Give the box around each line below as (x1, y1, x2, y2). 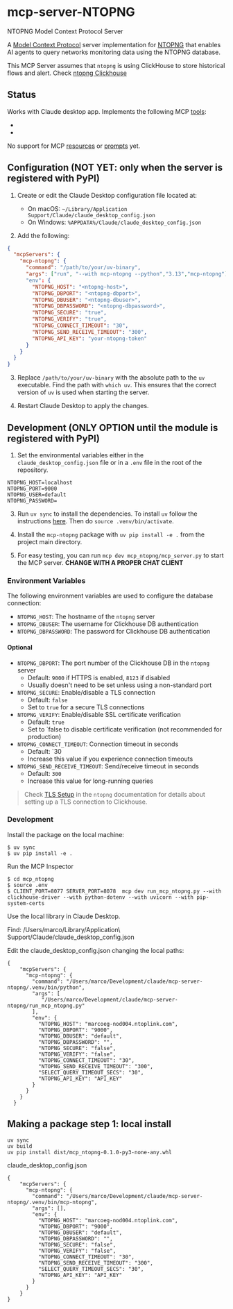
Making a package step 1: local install (7, 1118, 172, 1130)
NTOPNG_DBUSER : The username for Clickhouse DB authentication (17, 620, 199, 628)
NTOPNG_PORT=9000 (7, 485, 58, 492)
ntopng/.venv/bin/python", (7, 983, 85, 991)
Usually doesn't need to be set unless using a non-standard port (27, 681, 212, 689)
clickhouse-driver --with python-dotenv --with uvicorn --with (7, 893, 194, 901)
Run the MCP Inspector (7, 862, 74, 870)
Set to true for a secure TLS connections (27, 702, 145, 711)
